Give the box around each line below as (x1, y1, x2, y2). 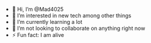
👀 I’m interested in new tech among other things (11, 12, 132, 19)
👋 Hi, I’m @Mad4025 (11, 6, 64, 13)
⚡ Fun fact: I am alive (11, 32, 65, 38)
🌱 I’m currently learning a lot (11, 19, 83, 25)
